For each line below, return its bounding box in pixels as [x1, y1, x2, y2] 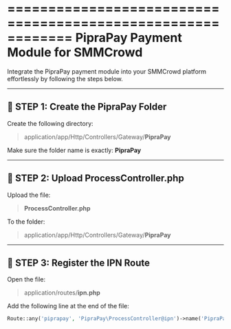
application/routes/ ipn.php [23, 288, 101, 297]
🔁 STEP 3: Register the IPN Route [7, 257, 150, 268]
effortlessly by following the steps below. [7, 74, 124, 83]
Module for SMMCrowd [7, 45, 143, 61]
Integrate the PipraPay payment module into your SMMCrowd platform [7, 67, 207, 76]
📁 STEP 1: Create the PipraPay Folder [7, 101, 167, 113]
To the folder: [7, 217, 45, 226]
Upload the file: [7, 191, 51, 199]
